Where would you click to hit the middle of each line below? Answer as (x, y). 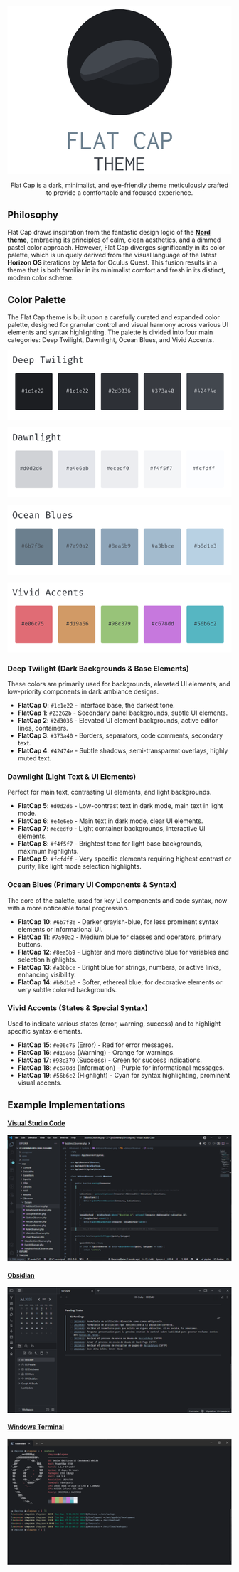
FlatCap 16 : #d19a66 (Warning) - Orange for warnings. (96, 1052)
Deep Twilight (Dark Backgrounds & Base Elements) (99, 669)
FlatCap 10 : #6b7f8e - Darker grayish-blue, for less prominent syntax (118, 922)
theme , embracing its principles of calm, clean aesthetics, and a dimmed (114, 240)
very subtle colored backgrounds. (67, 989)
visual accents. (40, 1083)
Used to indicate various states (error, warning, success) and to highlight (114, 1024)
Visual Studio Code (36, 1123)
